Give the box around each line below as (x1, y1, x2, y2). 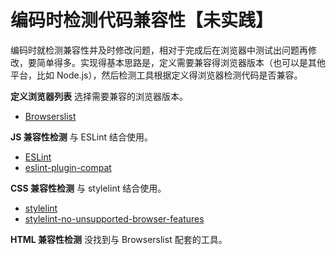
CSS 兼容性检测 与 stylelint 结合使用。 (10, 182, 167, 194)
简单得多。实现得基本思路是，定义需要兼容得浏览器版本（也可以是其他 (36, 56, 326, 68)
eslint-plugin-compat (24, 161, 112, 173)
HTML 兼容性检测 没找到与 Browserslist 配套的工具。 (10, 233, 228, 245)
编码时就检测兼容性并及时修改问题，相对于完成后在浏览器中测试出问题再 (10, 44, 308, 56)
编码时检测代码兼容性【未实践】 (10, 9, 274, 32)
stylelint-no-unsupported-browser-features (24, 212, 205, 225)
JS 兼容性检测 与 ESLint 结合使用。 (10, 131, 154, 143)
